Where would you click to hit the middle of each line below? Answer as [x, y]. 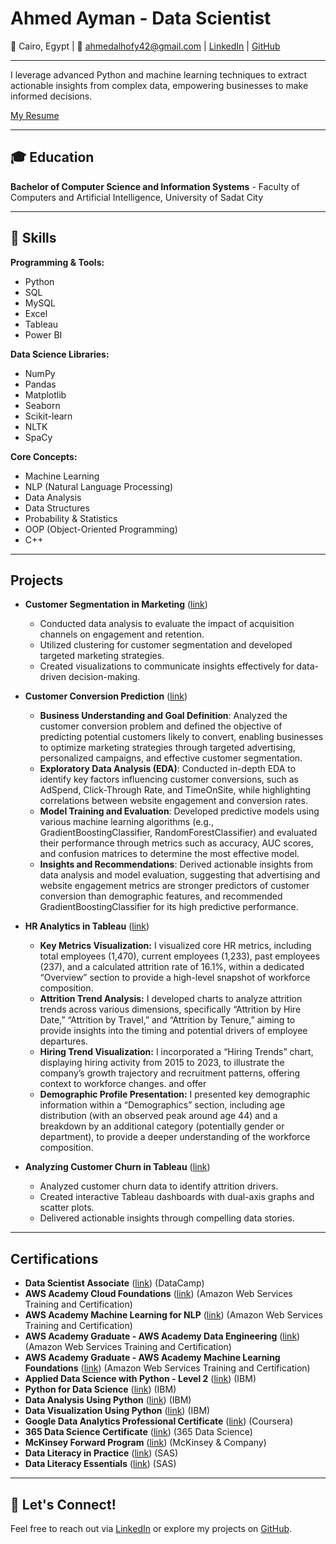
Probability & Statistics [71, 518]
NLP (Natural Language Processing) [99, 486]
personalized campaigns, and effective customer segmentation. [171, 758]
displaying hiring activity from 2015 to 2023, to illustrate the [162, 1063]
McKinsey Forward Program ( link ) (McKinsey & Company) [145, 1443]
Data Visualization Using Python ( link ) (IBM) [117, 1411]
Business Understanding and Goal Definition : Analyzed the [163, 716]
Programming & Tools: [57, 262]
